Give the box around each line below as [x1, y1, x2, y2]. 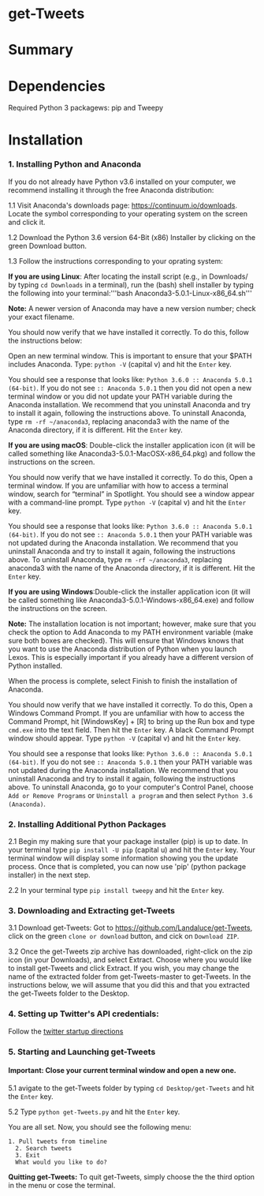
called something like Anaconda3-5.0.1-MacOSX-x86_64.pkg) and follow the [8, 448, 256, 458]
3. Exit [15, 1151, 41, 1159]
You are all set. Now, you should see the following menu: [8, 1122, 191, 1131]
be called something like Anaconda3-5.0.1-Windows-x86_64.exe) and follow [8, 595, 255, 605]
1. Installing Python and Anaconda [8, 159, 142, 170]
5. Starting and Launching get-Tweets [8, 1046, 156, 1057]
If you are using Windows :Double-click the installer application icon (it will [8, 587, 251, 596]
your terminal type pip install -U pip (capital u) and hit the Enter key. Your [8, 845, 256, 855]
